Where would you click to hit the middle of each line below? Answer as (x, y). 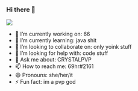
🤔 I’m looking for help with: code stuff (61, 53)
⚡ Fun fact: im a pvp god (45, 82)
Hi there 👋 (21, 10)
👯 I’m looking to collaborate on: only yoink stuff (73, 47)
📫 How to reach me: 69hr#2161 (54, 66)
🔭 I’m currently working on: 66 (52, 34)
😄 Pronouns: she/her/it (44, 75)
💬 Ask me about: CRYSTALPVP (53, 60)
